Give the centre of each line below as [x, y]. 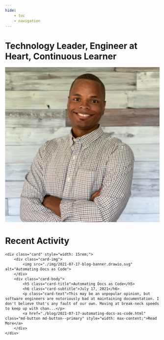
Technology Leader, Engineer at [71, 46]
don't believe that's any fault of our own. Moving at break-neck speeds [82, 304]
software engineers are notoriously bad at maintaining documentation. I [82, 299]
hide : [11, 10]
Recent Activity [37, 241]
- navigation [27, 21]
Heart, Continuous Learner [61, 56]
